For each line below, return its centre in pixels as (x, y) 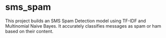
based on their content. (29, 31)
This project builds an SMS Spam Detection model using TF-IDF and (76, 21)
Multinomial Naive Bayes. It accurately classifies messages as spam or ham (83, 26)
